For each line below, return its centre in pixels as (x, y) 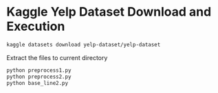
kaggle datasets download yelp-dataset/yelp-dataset (84, 44)
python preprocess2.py (39, 77)
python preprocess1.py (39, 70)
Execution (36, 26)
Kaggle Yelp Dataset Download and (109, 12)
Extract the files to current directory (57, 57)
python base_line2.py (37, 83)
